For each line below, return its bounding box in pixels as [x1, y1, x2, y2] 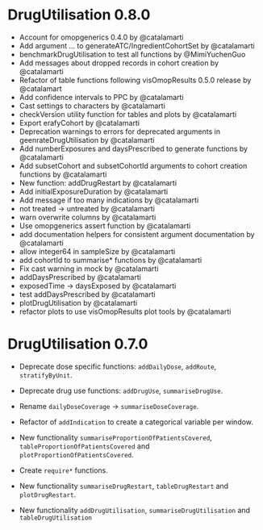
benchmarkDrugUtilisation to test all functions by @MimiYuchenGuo [19, 49, 246, 59]
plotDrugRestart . [19, 490, 77, 499]
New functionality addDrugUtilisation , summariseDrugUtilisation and [19, 505, 251, 515]
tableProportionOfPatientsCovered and [19, 441, 150, 451]
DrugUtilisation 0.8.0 [7, 6, 151, 24]
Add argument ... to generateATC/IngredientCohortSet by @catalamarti [19, 40, 255, 50]
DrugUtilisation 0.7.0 [7, 335, 148, 353]
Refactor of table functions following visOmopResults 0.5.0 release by [19, 75, 252, 85]
